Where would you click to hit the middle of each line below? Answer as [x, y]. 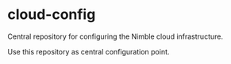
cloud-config [52, 15]
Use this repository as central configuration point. [89, 51]
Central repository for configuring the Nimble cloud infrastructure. [115, 36]
